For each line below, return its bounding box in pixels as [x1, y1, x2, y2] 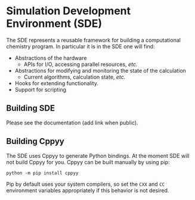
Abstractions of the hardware [14, 54, 87, 61]
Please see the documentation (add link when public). [6, 119, 138, 126]
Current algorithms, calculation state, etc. [23, 73, 126, 80]
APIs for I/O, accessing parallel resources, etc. [23, 61, 138, 68]
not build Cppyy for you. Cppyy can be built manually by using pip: [6, 158, 170, 165]
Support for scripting [14, 86, 67, 93]
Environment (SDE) [6, 17, 103, 30]
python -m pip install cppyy [6, 170, 79, 176]
